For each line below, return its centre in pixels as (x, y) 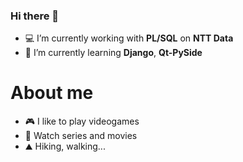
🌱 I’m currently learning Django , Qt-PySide (113, 53)
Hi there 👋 (35, 16)
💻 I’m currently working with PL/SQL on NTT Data (129, 38)
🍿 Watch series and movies (81, 136)
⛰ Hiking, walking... (65, 146)
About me (52, 93)
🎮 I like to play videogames (82, 121)
